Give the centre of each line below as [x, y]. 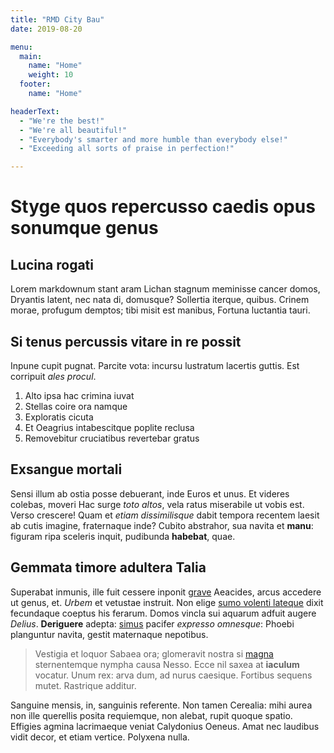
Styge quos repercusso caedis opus [163, 207]
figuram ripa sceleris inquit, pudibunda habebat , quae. [123, 536]
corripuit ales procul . [53, 376]
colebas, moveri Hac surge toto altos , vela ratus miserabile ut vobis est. [157, 504]
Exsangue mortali [66, 469]
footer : [35, 84]
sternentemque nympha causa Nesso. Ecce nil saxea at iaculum [167, 664]
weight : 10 [51, 75]
